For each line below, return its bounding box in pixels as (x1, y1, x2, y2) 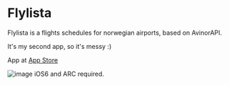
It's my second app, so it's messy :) (7, 42, 112, 50)
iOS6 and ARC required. (34, 69, 105, 78)
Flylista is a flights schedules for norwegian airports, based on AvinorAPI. (7, 28, 223, 37)
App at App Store (7, 55, 58, 64)
